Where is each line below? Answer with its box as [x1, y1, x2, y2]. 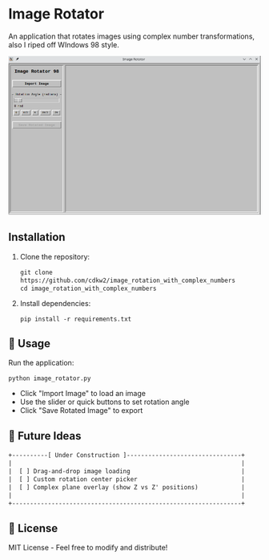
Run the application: [8, 358, 74, 368]
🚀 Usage [8, 337, 50, 350]
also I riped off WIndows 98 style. [8, 39, 120, 49]
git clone [19, 268, 54, 276]
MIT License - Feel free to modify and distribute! [8, 543, 168, 552]
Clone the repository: [19, 251, 90, 261]
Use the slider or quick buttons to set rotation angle [19, 397, 190, 407]
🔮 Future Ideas [8, 429, 82, 443]
